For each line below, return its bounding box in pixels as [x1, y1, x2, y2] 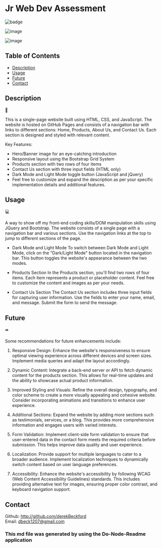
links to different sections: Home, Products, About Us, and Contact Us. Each [5, 127, 157, 132]
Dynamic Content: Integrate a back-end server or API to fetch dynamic [12, 367, 153, 373]
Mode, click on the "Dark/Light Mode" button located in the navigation [12, 250, 152, 256]
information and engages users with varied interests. [12, 422, 118, 428]
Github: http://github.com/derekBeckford [5, 514, 87, 519]
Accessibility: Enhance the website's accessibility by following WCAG [12, 471, 151, 477]
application [5, 536, 32, 543]
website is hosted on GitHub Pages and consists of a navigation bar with [5, 122, 149, 128]
